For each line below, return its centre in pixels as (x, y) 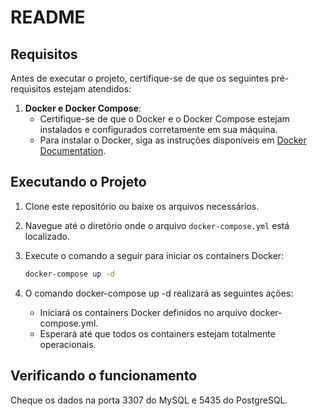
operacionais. (68, 344)
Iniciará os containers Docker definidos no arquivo (143, 312)
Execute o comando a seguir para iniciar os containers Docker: (154, 255)
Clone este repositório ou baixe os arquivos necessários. (142, 206)
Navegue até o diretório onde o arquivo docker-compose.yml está (157, 225)
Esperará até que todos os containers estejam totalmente (157, 333)
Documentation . (73, 150)
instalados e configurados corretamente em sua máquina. (158, 129)
